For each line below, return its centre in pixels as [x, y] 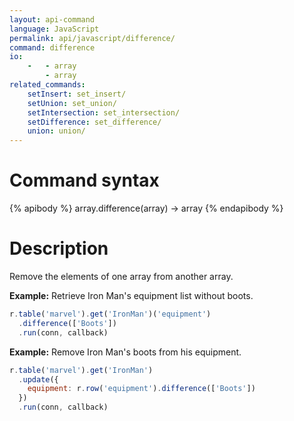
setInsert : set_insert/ [77, 94]
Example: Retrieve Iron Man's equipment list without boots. [131, 295]
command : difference [52, 47]
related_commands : [47, 85]
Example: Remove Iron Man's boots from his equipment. [125, 352]
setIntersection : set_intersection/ [104, 112]
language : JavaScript [54, 29]
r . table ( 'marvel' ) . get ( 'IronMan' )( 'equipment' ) [110, 314]
